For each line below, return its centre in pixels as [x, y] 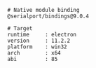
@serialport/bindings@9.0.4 [48, 16]
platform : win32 [37, 47]
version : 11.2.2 [39, 41]
